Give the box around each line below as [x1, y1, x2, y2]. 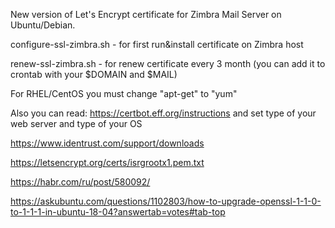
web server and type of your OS [10, 118, 143, 129]
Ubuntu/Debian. [10, 19, 76, 31]
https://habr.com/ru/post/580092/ [10, 176, 151, 188]
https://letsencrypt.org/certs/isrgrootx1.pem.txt [10, 157, 205, 168]
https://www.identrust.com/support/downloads [10, 137, 205, 149]
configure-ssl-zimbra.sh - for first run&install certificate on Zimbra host [10, 39, 304, 50]
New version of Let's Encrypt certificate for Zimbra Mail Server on [10, 9, 282, 20]
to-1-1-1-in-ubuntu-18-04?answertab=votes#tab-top [10, 206, 226, 218]
